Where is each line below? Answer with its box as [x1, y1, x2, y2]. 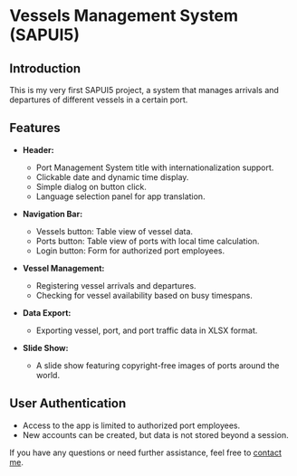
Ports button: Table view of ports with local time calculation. [35, 235, 260, 246]
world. [35, 369, 61, 380]
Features [9, 120, 61, 136]
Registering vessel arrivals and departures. [35, 280, 196, 290]
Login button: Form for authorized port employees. [35, 245, 225, 256]
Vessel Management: [22, 262, 105, 273]
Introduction [9, 61, 81, 76]
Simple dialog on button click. [35, 181, 148, 192]
